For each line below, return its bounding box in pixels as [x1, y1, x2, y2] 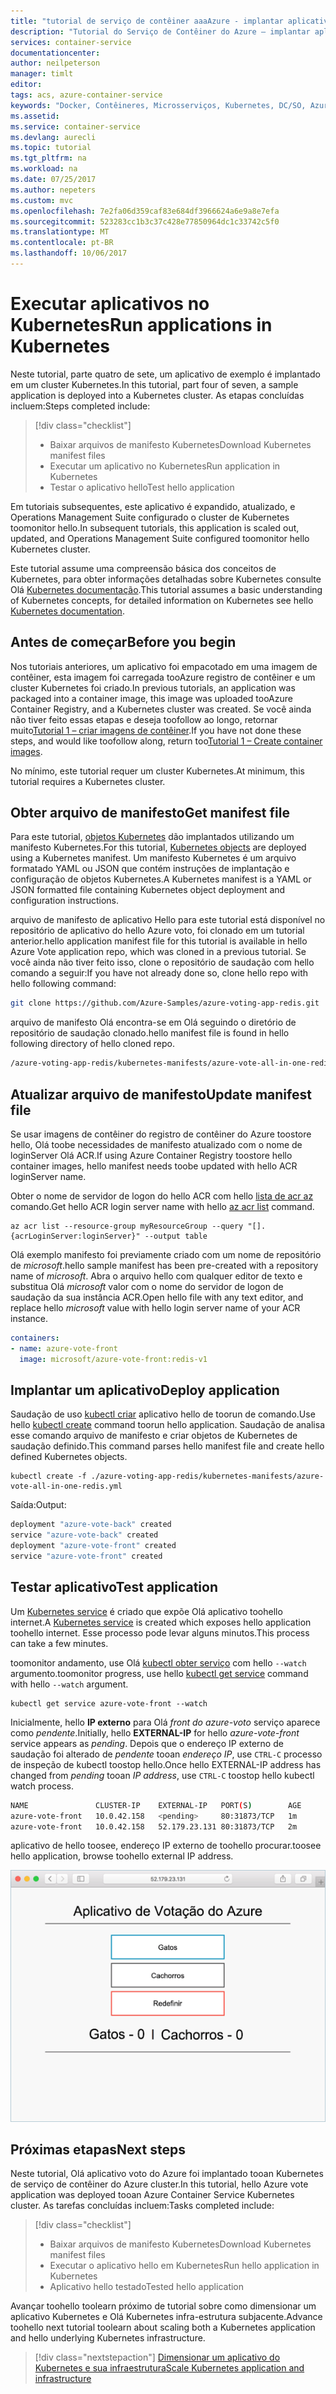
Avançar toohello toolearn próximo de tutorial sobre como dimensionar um [10, 2300, 317, 2312]
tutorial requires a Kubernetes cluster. [10, 775, 166, 787]
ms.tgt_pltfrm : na [10, 153, 87, 164]
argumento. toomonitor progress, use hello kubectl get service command [10, 1667, 309, 1679]
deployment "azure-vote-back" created [10, 1520, 172, 1530]
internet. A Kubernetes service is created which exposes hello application [10, 1616, 312, 1628]
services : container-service [10, 37, 132, 47]
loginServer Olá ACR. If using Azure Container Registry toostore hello [10, 1150, 293, 1161]
